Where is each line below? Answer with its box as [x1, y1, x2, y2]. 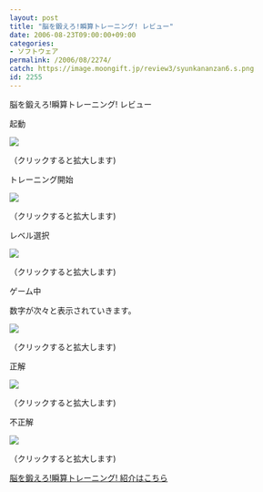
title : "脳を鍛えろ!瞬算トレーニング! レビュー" [9, 22, 175, 31]
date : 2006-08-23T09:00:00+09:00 [9, 30, 137, 39]
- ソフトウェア [9, 47, 59, 56]
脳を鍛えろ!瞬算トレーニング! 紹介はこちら [9, 472, 168, 483]
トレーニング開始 [9, 174, 74, 185]
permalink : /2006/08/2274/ [9, 56, 112, 65]
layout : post [9, 13, 59, 23]
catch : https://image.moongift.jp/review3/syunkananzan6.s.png [9, 65, 255, 74]
